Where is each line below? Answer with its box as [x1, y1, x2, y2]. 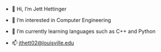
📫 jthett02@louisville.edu [11, 39, 74, 46]
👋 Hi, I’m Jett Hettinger [11, 6, 67, 12]
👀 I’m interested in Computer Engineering [11, 17, 111, 23]
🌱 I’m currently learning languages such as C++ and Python [11, 28, 156, 35]
